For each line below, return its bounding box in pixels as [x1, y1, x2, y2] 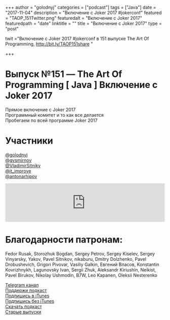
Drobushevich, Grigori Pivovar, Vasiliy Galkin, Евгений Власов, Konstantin [5, 261, 159, 267]
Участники [5, 135, 53, 147]
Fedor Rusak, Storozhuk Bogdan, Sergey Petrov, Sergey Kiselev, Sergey [5, 250, 155, 257]
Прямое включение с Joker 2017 [5, 106, 76, 113]
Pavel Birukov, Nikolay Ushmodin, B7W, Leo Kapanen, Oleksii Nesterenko [5, 272, 158, 278]
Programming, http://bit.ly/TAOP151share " [5, 41, 93, 47]
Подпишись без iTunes [5, 298, 55, 304]
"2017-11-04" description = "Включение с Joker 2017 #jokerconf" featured [5, 10, 162, 16]
